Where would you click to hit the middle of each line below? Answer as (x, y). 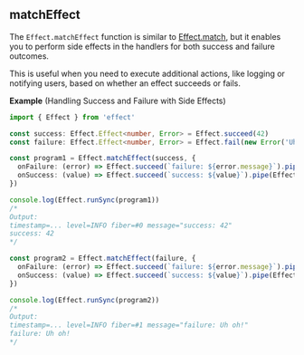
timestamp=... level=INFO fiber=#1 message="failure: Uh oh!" (129, 325)
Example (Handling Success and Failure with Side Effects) (118, 101)
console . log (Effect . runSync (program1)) (85, 200)
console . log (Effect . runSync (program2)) (85, 300)
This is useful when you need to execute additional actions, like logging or (147, 73)
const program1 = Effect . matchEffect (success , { (103, 158)
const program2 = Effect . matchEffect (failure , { (103, 259)
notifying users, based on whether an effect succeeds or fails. (125, 83)
